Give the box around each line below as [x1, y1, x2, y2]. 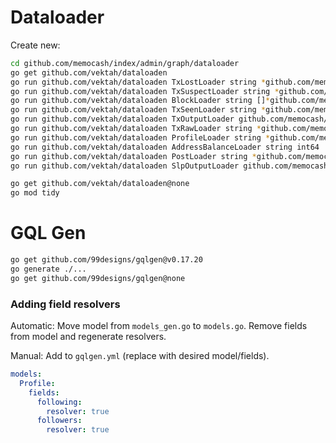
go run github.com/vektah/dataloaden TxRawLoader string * [10, 124, 262, 134]
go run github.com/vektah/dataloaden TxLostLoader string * [10, 77, 267, 87]
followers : [36, 416, 83, 426]
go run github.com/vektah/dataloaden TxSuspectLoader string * [10, 86, 280, 96]
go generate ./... [10, 264, 87, 274]
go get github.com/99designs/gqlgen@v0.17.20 [10, 255, 203, 265]
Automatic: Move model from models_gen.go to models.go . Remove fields [10, 320, 308, 332]
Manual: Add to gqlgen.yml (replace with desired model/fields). [10, 350, 270, 362]
